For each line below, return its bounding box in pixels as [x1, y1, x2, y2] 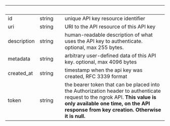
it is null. [65, 113, 86, 119]
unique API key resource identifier [65, 15, 146, 22]
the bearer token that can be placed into [65, 81, 160, 88]
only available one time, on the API [65, 100, 150, 107]
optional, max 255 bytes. [65, 44, 124, 51]
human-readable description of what [65, 31, 153, 38]
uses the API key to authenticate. [65, 38, 143, 44]
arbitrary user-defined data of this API [65, 52, 156, 59]
